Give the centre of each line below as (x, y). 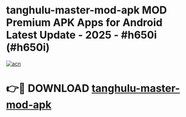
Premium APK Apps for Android (84, 23)
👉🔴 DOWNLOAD (48, 89)
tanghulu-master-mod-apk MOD (87, 10)
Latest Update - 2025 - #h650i (81, 35)
